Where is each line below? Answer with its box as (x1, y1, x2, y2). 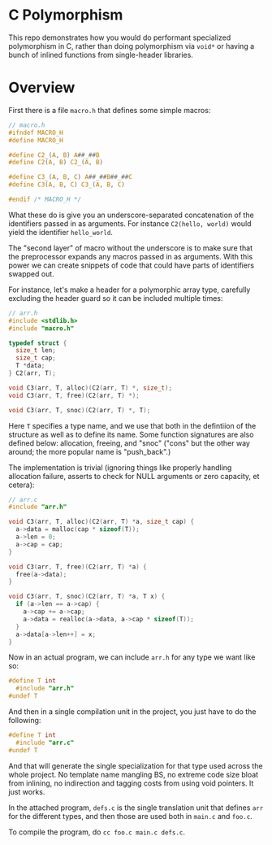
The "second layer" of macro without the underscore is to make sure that (8, 242, 253, 253)
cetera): (8, 480, 35, 490)
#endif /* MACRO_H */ (8, 195, 82, 203)
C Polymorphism (8, 6, 123, 24)
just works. (8, 786, 45, 796)
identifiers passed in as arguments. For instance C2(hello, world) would (8, 218, 252, 229)
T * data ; (15, 362, 45, 370)
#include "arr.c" (15, 738, 75, 747)
